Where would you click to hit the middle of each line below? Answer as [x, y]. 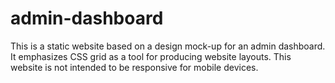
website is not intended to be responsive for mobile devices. [134, 67]
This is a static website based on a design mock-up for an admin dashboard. [168, 46]
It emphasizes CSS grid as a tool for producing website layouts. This [151, 56]
